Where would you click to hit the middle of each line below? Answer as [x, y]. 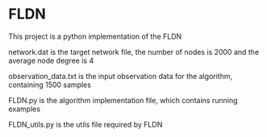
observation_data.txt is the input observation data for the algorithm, [121, 76]
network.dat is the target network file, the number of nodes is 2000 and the [134, 52]
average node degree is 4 [51, 60]
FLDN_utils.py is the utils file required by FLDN [86, 124]
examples [25, 109]
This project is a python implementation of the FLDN [95, 36]
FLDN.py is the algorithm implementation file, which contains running [123, 100]
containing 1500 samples [50, 85]
